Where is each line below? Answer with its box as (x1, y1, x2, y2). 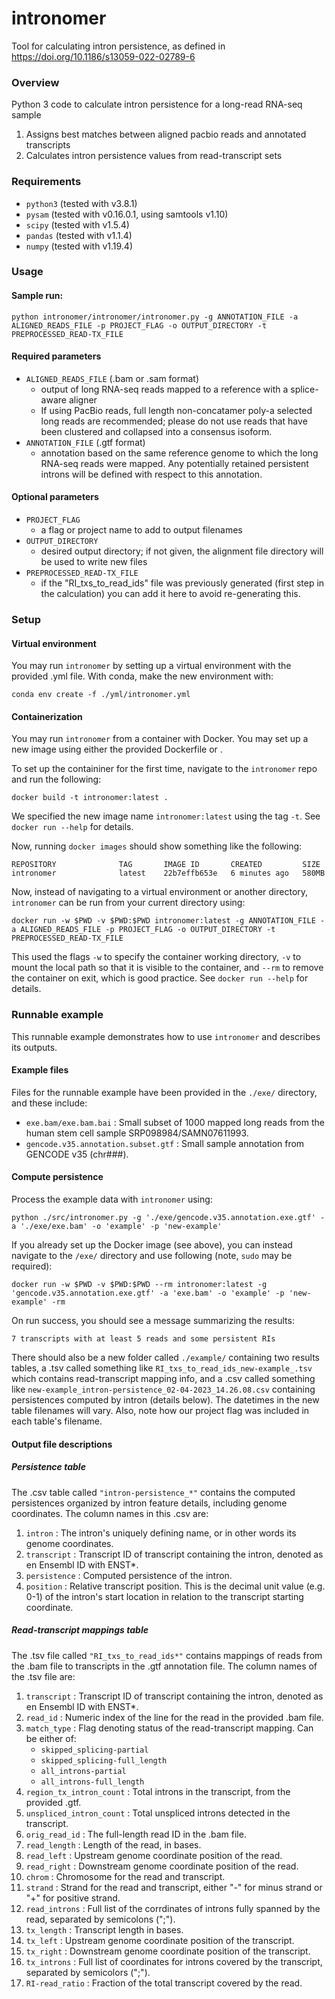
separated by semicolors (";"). (25, 1966, 151, 1978)
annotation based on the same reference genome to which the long (40, 447, 319, 459)
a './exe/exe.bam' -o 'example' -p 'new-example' (11, 1222, 223, 1232)
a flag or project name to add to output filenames (40, 524, 243, 536)
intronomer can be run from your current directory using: (11, 897, 246, 909)
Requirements (11, 175, 82, 189)
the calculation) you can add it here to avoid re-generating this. (40, 588, 301, 600)
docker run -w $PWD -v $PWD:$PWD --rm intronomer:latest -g (11, 1280, 268, 1290)
